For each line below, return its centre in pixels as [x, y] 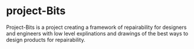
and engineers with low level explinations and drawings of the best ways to [97, 33]
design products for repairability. [46, 40]
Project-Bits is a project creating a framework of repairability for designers [96, 27]
